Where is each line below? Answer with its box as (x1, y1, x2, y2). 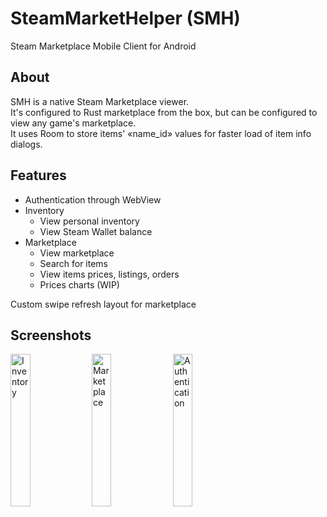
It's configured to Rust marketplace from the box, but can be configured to (10, 106, 318, 118)
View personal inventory (39, 215, 140, 227)
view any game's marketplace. (10, 117, 137, 129)
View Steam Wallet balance (39, 225, 153, 237)
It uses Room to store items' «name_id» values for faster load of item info (10, 127, 312, 139)
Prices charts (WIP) (39, 278, 120, 291)
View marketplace (39, 247, 115, 259)
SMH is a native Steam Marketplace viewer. (10, 95, 190, 107)
